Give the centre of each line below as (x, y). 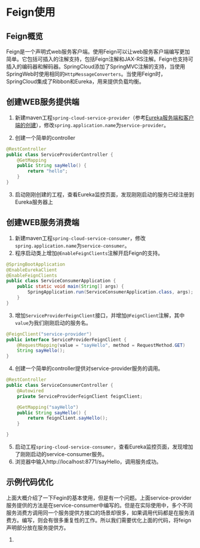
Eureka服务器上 (34, 202)
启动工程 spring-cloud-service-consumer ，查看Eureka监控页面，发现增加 (104, 447)
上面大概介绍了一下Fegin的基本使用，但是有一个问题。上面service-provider (99, 498)
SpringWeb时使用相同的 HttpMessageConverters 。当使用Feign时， (86, 74)
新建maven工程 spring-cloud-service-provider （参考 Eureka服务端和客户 (104, 118)
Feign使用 (31, 12)
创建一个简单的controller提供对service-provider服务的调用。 (89, 368)
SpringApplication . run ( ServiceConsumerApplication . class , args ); (111, 292)
